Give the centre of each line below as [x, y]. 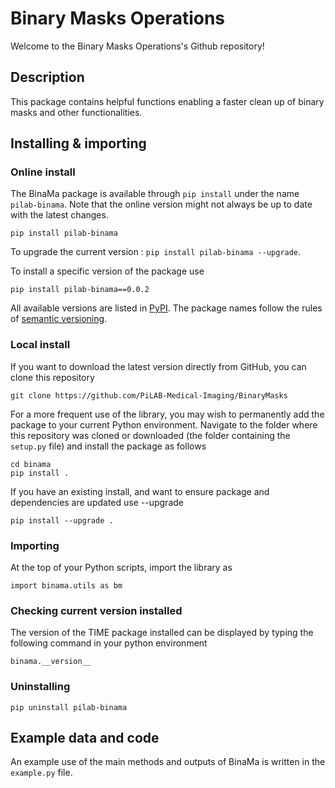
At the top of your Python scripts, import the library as [121, 568]
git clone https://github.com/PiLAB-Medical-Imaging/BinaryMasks [149, 395]
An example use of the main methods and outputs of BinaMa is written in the [168, 762]
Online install [43, 172]
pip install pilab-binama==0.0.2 [80, 290]
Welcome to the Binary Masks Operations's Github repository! [137, 46]
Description [47, 77]
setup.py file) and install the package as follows [108, 446]
